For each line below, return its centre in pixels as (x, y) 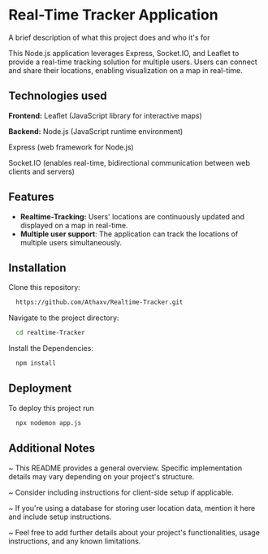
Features (31, 197)
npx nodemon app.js (49, 423)
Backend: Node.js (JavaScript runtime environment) (96, 131)
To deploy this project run (52, 408)
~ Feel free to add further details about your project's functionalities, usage (134, 532)
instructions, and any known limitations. (75, 541)
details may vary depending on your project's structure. (102, 476)
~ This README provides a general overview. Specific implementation (125, 468)
